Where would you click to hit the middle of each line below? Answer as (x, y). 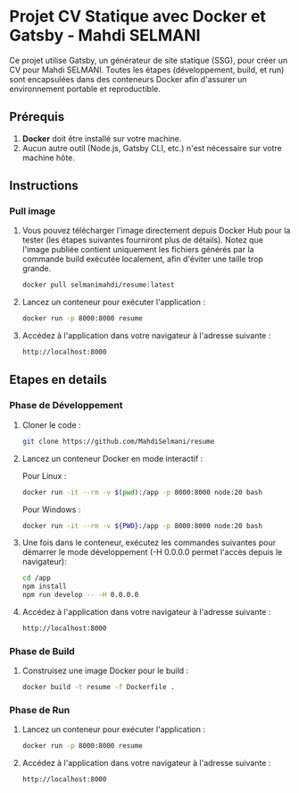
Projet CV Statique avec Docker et (137, 17)
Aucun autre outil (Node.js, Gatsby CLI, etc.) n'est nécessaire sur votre (152, 148)
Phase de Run (40, 710)
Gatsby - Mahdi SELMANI (105, 35)
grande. (37, 269)
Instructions (44, 186)
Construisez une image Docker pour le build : (105, 671)
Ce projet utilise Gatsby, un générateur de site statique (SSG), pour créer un (149, 60)
